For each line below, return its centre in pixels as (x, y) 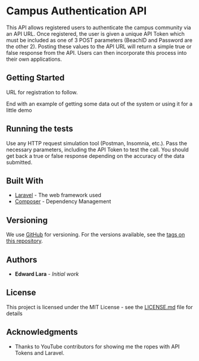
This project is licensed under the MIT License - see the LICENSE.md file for (99, 307)
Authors (22, 259)
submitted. (19, 162)
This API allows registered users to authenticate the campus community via (99, 27)
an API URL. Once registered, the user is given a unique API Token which (95, 33)
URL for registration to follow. (42, 92)
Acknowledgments (42, 332)
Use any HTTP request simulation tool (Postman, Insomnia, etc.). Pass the (97, 143)
